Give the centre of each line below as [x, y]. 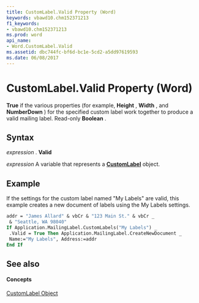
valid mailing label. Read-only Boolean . [56, 118]
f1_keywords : [23, 23]
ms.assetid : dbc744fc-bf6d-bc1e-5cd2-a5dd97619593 [72, 52]
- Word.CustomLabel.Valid [39, 47]
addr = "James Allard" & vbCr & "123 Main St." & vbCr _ [81, 216]
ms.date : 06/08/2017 [33, 58]
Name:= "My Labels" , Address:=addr [53, 239]
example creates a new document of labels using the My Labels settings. [98, 205]
